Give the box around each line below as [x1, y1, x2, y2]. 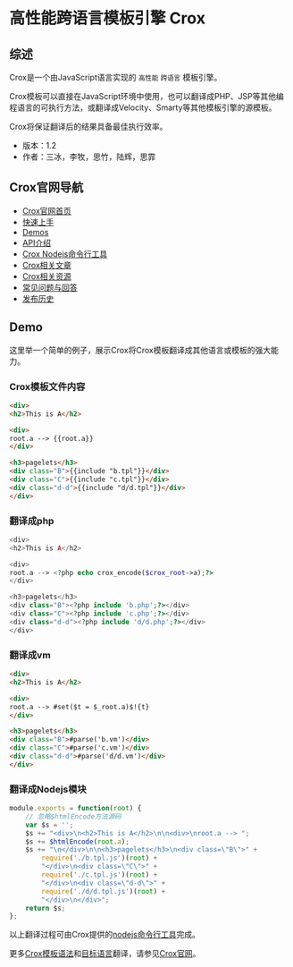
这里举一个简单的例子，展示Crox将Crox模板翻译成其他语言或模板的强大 [9, 344, 271, 355]
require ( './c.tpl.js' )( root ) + [41, 870, 158, 879]
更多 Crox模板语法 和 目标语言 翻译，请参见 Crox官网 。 [9, 948, 201, 959]
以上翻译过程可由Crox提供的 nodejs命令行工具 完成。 [9, 929, 201, 940]
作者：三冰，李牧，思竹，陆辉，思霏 [21, 151, 156, 162]
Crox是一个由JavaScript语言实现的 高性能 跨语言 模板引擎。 [9, 72, 222, 82]
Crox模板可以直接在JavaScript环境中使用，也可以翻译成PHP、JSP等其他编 [9, 91, 284, 101]
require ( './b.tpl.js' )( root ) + [41, 853, 158, 863]
